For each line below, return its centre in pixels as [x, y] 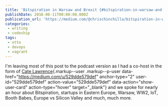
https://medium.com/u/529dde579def [57, 76]
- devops [16, 47]
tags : [11, 38]
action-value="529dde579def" [79, 82]
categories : [17, 24]
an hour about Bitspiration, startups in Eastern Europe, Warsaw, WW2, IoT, [82, 92]
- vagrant [17, 51]
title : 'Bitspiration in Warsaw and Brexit [51, 10]
